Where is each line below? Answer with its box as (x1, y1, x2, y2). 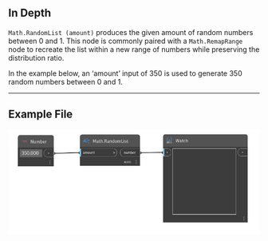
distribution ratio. (8, 53, 65, 62)
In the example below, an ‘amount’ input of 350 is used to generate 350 (8, 68, 242, 78)
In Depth (8, 6, 52, 20)
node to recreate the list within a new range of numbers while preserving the (8, 44, 260, 54)
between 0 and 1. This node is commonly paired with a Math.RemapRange (8, 36, 243, 45)
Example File (8, 108, 73, 121)
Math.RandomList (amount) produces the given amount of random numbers (8, 27, 254, 37)
